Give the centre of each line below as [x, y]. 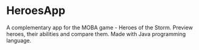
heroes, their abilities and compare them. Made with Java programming [96, 34]
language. [19, 40]
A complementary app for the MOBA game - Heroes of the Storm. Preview [100, 27]
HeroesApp [36, 11]
